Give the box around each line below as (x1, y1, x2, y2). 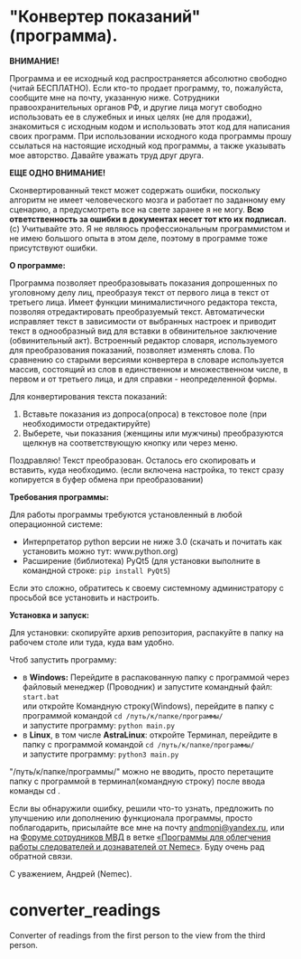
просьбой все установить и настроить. (9, 592, 160, 603)
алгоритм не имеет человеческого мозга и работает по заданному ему (9, 194, 286, 205)
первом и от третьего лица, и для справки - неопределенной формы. (9, 373, 278, 384)
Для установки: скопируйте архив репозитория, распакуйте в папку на (9, 626, 284, 638)
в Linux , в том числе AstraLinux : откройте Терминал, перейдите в (22, 729, 278, 740)
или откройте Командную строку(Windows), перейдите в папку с (22, 700, 275, 711)
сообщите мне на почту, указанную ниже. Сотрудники (9, 92, 220, 103)
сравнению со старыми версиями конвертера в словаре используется (9, 354, 284, 365)
